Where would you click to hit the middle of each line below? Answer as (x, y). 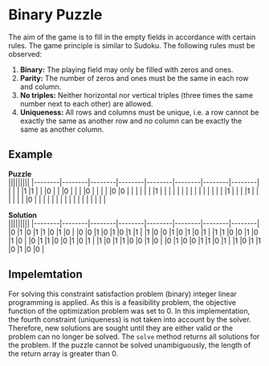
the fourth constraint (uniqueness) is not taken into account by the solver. (130, 319)
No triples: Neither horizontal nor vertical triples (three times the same (137, 95)
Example (31, 155)
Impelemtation (45, 274)
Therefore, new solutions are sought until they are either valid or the (121, 327)
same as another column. (62, 129)
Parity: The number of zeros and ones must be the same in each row (134, 78)
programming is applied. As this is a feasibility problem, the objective (122, 302)
